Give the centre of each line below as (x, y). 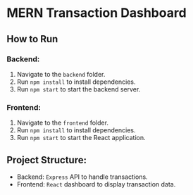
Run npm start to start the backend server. (79, 89)
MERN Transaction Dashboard (97, 13)
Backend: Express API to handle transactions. (82, 177)
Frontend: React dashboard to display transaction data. (96, 184)
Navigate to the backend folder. (61, 74)
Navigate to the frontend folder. (62, 123)
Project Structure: (47, 160)
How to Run (32, 39)
